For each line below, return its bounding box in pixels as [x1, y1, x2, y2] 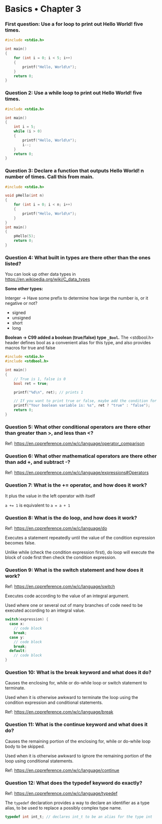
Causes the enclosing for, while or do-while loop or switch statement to [5, 680, 147, 686]
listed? [5, 260, 22, 267]
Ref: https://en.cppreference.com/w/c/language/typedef [5, 791, 118, 796]
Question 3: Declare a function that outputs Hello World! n [5, 167, 144, 174]
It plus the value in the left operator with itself [5, 493, 95, 499]
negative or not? [5, 301, 38, 306]
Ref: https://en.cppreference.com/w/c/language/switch [5, 584, 115, 589]
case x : [9, 621, 25, 626]
